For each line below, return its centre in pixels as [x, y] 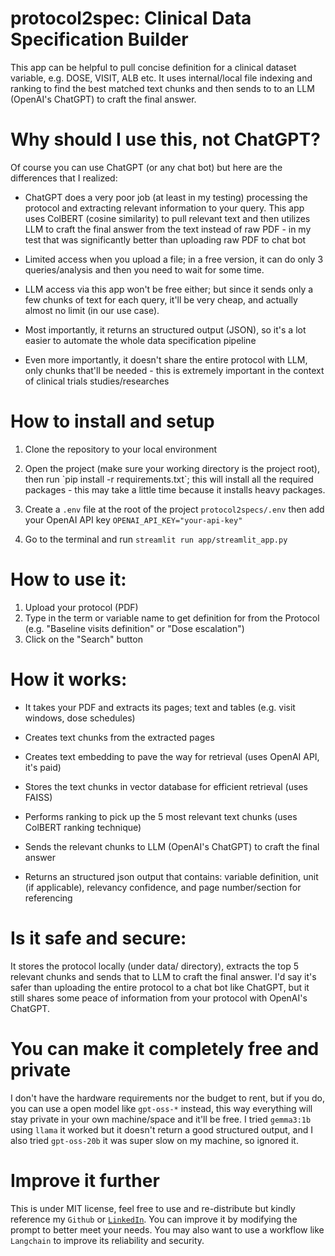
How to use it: [68, 579]
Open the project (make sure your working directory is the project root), [172, 468]
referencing [48, 898]
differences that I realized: [64, 178]
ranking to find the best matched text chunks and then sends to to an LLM [162, 88]
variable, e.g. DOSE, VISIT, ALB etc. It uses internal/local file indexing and [161, 78]
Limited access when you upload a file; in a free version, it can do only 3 [174, 259]
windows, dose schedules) [80, 718]
